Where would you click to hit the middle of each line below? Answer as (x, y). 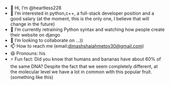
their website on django (35, 35)
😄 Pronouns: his (28, 53)
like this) (45, 77)
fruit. (147, 72)
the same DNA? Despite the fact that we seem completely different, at (84, 66)
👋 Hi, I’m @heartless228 (36, 8)
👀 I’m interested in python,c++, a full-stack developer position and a (82, 13)
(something (22, 77)
